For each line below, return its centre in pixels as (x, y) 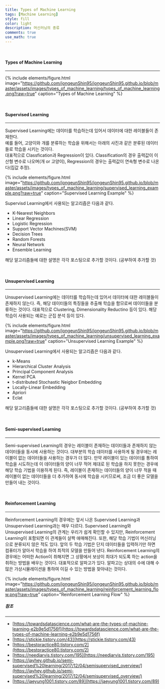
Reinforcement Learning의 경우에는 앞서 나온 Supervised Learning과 (73, 520)
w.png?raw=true (22, 594)
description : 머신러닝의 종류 (32, 28)
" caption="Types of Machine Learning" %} (79, 94)
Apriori (19, 393)
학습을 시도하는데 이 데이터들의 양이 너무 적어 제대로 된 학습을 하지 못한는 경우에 (82, 464)
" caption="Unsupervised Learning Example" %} (94, 341)
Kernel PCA (24, 377)
